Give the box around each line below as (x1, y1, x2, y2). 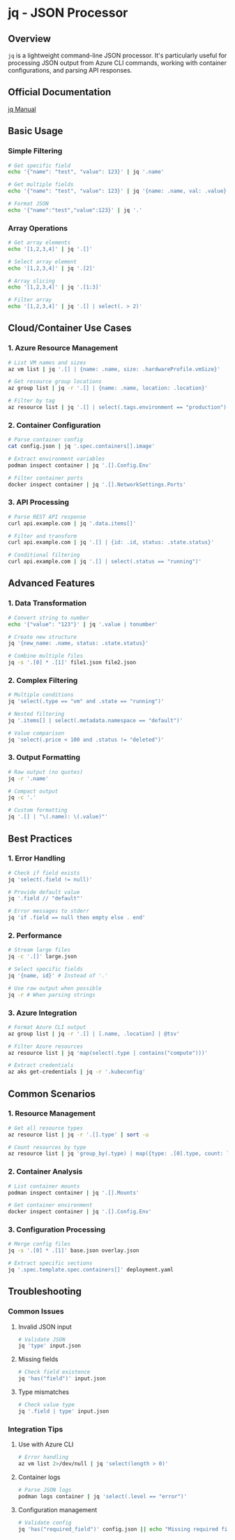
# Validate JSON (17, 1336, 66, 1343)
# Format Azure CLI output (8, 1023, 86, 1030)
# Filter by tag (8, 397, 55, 405)
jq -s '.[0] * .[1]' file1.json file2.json (8, 659, 137, 666)
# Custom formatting (8, 807, 68, 814)
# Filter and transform (8, 533, 77, 540)
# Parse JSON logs (17, 1486, 72, 1493)
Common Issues (8, 1307, 65, 1316)
